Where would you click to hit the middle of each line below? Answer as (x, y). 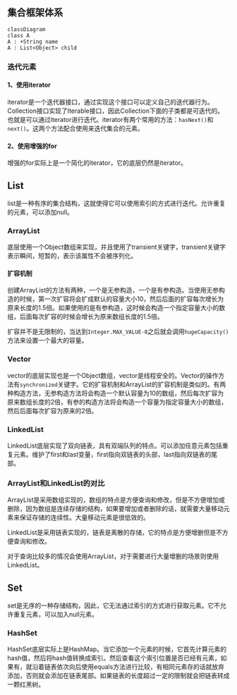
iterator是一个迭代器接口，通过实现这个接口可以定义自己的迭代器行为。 (110, 102)
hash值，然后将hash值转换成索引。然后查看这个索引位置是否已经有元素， (114, 658)
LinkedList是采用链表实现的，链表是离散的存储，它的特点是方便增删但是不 (115, 533)
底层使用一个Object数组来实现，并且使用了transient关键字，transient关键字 (116, 247)
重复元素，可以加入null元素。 (56, 615)
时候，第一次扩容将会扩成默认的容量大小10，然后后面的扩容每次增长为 (122, 299)
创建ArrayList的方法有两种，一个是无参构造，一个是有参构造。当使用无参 (113, 290)
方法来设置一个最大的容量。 (48, 340)
